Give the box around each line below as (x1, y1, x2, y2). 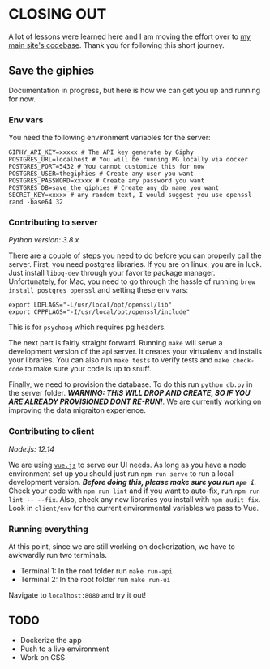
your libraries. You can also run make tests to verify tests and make (8, 355, 229, 365)
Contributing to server (8, 217, 99, 228)
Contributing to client (8, 426, 95, 437)
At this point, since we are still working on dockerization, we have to (8, 541, 236, 551)
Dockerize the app (19, 635, 83, 645)
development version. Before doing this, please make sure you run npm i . (8, 477, 257, 487)
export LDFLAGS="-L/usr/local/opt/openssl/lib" (8, 301, 173, 309)
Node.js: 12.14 (8, 444, 55, 454)
